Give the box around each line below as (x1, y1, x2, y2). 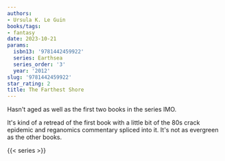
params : (7, 42, 29, 49)
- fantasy (7, 29, 36, 36)
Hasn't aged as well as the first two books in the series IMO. (7, 106, 177, 114)
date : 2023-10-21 (7, 36, 57, 42)
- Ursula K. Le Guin (7, 16, 67, 23)
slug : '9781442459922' (7, 73, 72, 81)
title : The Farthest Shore (7, 86, 84, 93)
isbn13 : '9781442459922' (13, 49, 84, 55)
